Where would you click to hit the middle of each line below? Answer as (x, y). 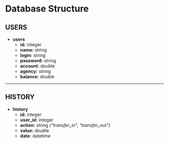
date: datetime (35, 135)
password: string (38, 60)
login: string (33, 55)
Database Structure (47, 9)
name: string (33, 50)
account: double (37, 66)
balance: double (37, 77)
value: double (34, 130)
